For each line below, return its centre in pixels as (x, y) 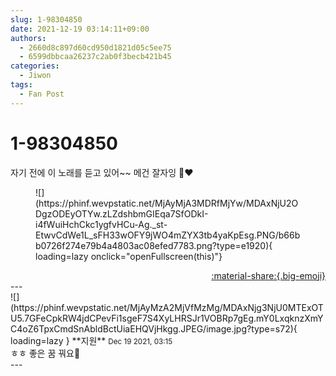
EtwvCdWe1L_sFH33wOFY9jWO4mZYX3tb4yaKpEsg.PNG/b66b (168, 235)
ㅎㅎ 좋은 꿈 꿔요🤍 (45, 353)
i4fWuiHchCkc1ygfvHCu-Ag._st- (101, 224)
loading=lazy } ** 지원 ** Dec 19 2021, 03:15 (91, 340)
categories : (35, 66)
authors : (28, 38)
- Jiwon (35, 76)
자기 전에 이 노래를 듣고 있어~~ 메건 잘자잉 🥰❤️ (102, 172)
